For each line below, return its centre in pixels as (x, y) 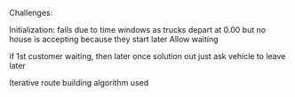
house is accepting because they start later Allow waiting (114, 39)
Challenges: (31, 13)
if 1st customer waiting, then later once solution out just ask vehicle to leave (147, 56)
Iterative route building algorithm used (79, 82)
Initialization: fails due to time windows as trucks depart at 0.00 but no (138, 30)
